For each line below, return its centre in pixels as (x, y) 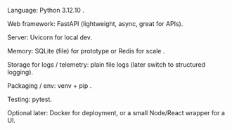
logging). (20, 72)
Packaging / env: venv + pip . (50, 86)
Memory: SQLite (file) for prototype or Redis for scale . (86, 51)
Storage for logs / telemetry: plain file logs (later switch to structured (107, 65)
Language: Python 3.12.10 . (46, 10)
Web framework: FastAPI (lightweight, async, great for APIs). (95, 24)
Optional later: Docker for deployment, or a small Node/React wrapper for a (116, 113)
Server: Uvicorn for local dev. (50, 37)
